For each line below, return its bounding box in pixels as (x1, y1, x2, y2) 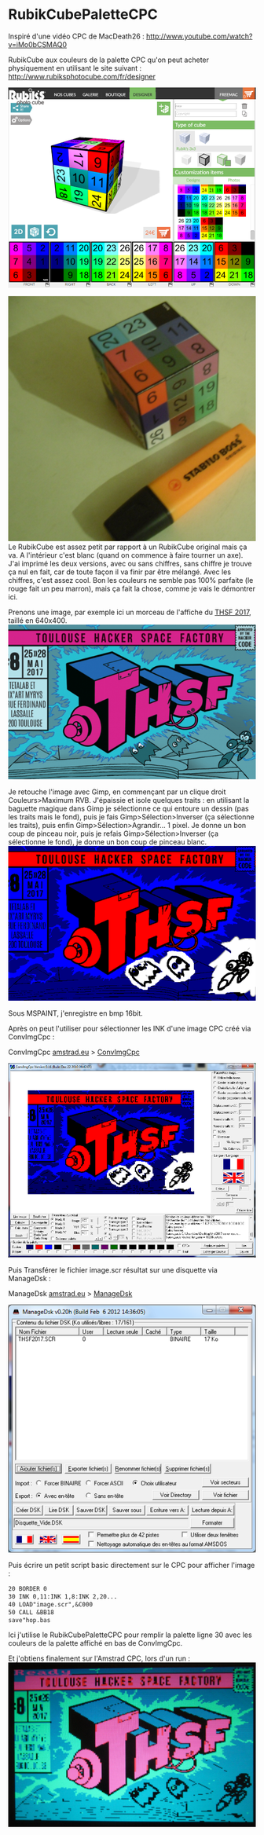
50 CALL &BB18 (8, 1609, 55, 1617)
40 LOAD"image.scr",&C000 (8, 1601, 93, 1609)
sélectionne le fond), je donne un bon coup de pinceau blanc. (8, 837, 207, 847)
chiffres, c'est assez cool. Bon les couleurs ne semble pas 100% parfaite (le (8, 576, 254, 585)
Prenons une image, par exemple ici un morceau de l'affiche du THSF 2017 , (8, 607, 251, 617)
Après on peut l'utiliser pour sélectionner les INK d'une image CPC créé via (8, 1024, 251, 1034)
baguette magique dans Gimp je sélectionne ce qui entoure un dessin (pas (8, 804, 249, 814)
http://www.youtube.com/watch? (146, 31, 253, 41)
